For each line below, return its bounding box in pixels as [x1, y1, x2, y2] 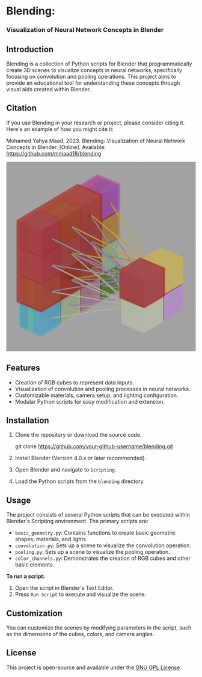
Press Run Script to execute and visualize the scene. [14, 590, 146, 598]
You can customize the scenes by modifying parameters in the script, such [6, 624, 192, 631]
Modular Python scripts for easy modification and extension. [14, 398, 165, 405]
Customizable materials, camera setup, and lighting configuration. [14, 392, 179, 399]
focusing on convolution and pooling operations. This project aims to [6, 73, 176, 80]
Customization [6, 608, 63, 618]
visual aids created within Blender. [6, 85, 91, 93]
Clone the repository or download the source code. [14, 431, 142, 439]
